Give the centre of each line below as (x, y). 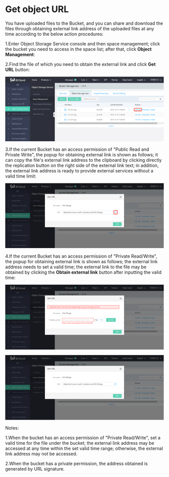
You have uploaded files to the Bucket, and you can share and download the (84, 23)
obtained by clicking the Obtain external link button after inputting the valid (83, 272)
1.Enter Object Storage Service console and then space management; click (82, 43)
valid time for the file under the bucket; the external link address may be (80, 443)
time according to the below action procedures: (54, 34)
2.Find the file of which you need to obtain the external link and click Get (80, 64)
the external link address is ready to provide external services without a (79, 171)
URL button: (18, 70)
